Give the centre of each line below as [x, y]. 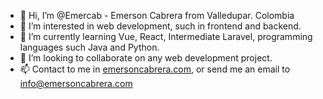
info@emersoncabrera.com [76, 83]
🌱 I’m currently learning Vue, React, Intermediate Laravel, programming [166, 36]
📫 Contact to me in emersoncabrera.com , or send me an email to [155, 69]
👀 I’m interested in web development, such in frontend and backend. [160, 26]
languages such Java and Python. [89, 47]
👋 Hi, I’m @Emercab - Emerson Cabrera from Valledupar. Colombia [157, 15]
